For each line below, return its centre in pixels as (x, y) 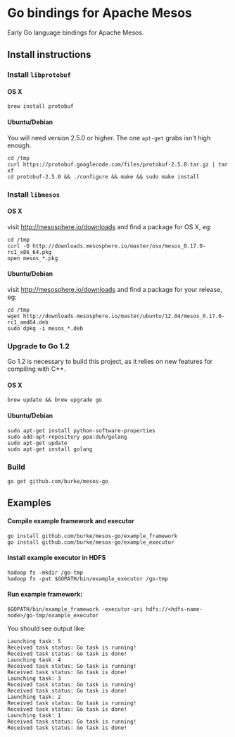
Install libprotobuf (39, 75)
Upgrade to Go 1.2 (39, 346)
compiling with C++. (37, 369)
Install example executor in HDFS (57, 558)
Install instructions (49, 55)
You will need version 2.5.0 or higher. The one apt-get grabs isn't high (109, 138)
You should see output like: (46, 628)
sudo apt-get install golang (50, 449)
